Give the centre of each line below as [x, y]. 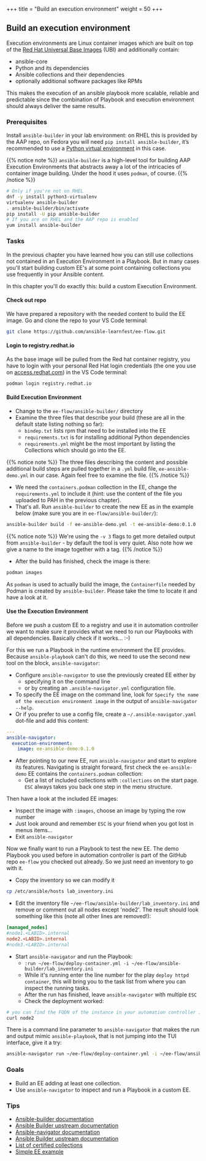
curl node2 [20, 1018]
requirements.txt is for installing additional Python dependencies [107, 437]
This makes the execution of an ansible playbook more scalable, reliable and [103, 93]
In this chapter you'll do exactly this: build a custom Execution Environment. [102, 286]
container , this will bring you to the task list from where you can [105, 981]
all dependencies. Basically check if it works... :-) [68, 638]
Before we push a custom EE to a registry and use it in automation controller [102, 625]
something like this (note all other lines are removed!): [83, 916]
